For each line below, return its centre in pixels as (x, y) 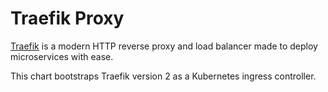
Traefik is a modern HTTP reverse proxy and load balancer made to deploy (164, 46)
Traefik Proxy (67, 18)
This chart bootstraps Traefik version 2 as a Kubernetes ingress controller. (163, 76)
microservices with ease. (62, 56)
